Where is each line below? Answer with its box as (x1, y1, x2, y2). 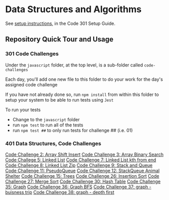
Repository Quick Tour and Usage (5, 35, 114, 44)
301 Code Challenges (5, 50, 59, 57)
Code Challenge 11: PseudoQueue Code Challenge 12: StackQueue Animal (5, 168, 160, 174)
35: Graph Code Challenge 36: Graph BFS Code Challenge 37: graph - (5, 184, 152, 190)
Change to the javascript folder (12, 116, 80, 122)
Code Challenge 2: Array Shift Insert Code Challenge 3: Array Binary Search (5, 151, 163, 157)
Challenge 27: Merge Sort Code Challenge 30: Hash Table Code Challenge (5, 178, 161, 184)
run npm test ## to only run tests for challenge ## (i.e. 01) (12, 127, 133, 133)
